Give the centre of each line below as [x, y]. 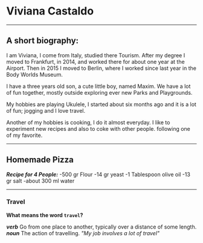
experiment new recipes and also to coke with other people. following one [98, 128]
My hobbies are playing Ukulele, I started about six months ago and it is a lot [101, 104]
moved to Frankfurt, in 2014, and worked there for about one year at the [96, 62]
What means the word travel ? [45, 215]
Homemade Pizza [40, 160]
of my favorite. [24, 135]
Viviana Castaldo [50, 11]
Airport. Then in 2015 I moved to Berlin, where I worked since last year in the [101, 68]
